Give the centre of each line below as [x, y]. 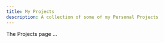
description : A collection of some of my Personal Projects [83, 17]
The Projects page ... [32, 34]
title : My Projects [30, 11]
